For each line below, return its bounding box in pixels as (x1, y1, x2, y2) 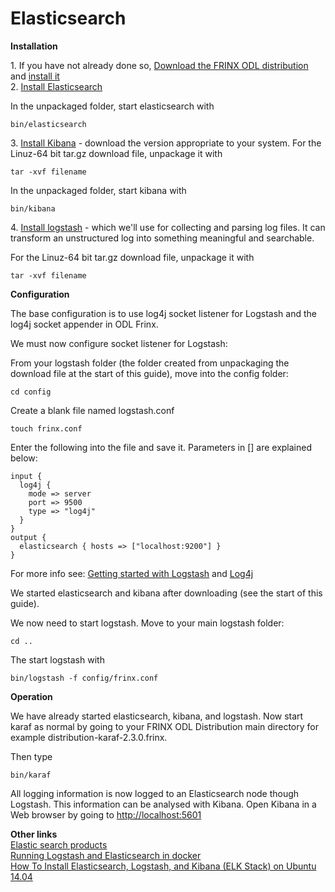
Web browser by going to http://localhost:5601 (10, 808, 202, 821)
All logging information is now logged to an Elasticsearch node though (10, 787, 300, 799)
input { (10, 471, 43, 481)
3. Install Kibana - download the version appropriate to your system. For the (10, 137, 322, 149)
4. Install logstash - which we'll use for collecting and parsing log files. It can (10, 221, 326, 233)
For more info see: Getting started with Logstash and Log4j (10, 567, 254, 579)
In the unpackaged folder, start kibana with (10, 184, 187, 196)
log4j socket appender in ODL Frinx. (10, 318, 159, 330)
